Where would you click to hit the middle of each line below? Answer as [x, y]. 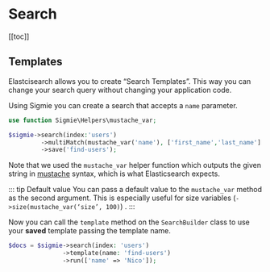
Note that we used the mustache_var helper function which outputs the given [135, 165]
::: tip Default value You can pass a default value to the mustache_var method [135, 190]
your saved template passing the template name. [90, 231]
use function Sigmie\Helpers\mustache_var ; [83, 120]
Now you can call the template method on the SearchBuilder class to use [129, 222]
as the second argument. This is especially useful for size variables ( [122, 198]
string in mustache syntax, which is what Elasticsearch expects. [114, 174]
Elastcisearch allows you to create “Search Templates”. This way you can [130, 81]
